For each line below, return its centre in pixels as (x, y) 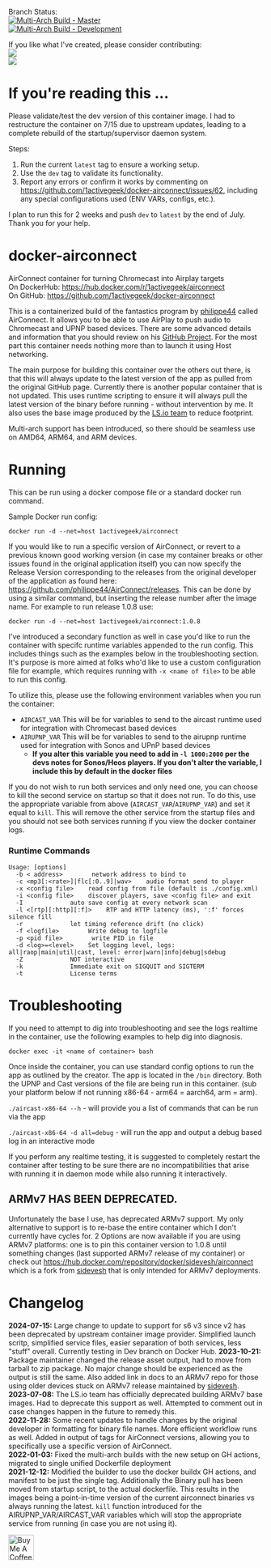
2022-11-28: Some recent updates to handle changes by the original (123, 1420)
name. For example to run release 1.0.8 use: (81, 606)
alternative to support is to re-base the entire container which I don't (123, 1227)
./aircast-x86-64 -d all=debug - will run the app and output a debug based (135, 1132)
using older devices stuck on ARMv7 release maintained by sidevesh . (124, 1385)
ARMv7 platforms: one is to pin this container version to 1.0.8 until (117, 1244)
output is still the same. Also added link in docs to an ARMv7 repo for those (133, 1377)
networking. (28, 354)
